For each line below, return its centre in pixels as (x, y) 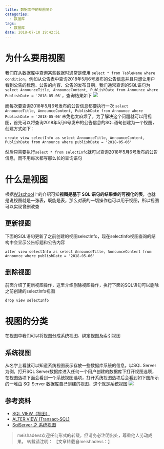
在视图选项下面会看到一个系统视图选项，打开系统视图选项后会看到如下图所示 (82, 378)
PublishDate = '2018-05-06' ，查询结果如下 (49, 95)
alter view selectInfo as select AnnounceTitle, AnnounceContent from (78, 251)
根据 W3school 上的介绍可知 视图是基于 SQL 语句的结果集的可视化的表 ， (76, 194)
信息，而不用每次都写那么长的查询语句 (43, 158)
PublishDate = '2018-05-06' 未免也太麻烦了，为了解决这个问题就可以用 (76, 116)
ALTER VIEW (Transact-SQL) (41, 419)
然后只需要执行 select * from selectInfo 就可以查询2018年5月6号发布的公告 (82, 152)
